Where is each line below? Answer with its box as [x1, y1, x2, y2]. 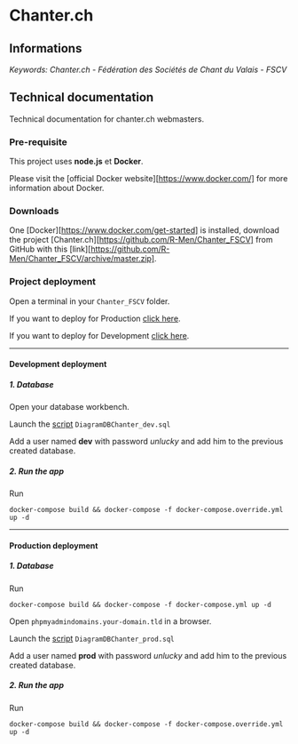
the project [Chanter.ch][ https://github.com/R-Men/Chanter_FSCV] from [9, 235, 273, 245]
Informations [9, 41, 82, 56]
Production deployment [9, 540, 98, 551]
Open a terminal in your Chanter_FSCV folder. [9, 295, 170, 307]
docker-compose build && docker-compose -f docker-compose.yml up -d [9, 600, 272, 609]
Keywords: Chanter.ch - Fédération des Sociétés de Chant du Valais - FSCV [9, 64, 287, 75]
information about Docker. [9, 183, 105, 194]
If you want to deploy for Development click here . [9, 330, 190, 340]
